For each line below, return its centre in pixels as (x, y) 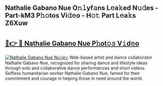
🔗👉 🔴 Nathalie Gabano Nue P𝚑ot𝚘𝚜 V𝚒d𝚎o (72, 43)
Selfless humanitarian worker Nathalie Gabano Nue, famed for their (72, 73)
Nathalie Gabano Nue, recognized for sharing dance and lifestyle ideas (76, 63)
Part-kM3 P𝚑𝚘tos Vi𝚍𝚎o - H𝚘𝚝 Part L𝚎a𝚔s (71, 16)
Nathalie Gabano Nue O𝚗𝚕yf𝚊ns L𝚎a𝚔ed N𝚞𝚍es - (82, 8)
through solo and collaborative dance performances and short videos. (75, 68)
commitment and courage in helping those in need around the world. (74, 78)
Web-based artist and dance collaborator (111, 57)
